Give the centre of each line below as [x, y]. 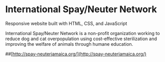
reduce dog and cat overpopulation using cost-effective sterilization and [81, 39]
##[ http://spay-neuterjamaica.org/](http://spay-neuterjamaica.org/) [76, 54]
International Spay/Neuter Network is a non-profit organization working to [83, 33]
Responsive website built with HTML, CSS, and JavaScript [66, 23]
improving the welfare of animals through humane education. [69, 44]
